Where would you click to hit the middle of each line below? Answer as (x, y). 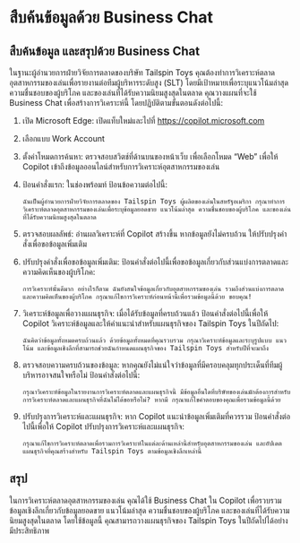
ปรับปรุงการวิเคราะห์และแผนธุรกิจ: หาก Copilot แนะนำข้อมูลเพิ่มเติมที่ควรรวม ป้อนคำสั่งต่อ (156, 416)
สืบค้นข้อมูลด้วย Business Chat (111, 17)
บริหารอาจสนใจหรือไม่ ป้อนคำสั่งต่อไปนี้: (81, 375)
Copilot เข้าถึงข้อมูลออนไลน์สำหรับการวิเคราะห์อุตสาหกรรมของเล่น (121, 167)
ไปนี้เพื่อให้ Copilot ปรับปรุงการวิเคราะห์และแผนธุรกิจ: (103, 427)
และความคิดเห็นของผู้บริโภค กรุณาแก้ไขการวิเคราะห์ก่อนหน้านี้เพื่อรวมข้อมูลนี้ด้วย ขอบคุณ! (137, 297)
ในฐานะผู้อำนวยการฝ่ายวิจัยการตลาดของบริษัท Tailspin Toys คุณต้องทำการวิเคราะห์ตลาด (142, 73)
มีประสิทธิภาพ (29, 530)
